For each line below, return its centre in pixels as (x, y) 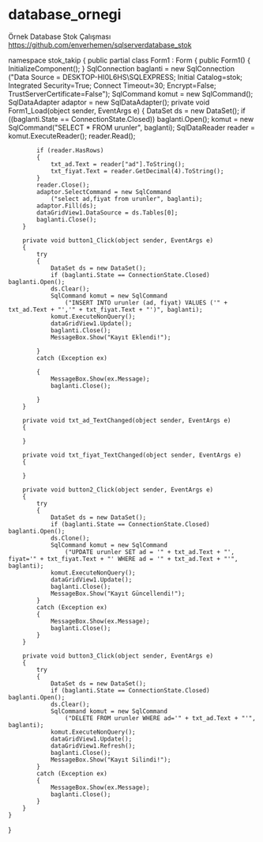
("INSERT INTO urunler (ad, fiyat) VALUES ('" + (146, 302)
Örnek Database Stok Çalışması (60, 36)
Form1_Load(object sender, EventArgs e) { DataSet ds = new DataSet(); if (127, 110)
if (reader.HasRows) (70, 150)
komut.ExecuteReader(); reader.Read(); (72, 135)
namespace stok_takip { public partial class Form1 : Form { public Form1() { (130, 60)
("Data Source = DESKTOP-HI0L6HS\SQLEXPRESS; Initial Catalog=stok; (126, 77)
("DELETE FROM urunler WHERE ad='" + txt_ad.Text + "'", (160, 718)
